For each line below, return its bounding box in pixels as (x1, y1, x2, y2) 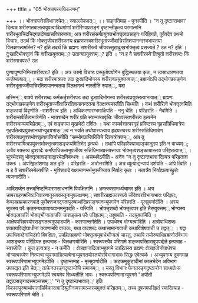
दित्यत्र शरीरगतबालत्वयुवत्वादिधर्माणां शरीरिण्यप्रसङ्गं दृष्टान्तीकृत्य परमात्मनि (6, 24, 141, 31)
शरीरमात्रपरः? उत (6, 57, 38, 64)
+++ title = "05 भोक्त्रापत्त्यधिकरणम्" (6, 6, 81, 12)
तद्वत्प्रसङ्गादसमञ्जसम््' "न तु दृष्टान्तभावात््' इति (6, 278, 103, 285)
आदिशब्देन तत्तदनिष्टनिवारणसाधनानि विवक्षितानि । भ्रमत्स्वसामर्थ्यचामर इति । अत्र (6, 185, 154, 192)
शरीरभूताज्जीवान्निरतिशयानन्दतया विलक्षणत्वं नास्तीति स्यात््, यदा (6, 82, 126, 89)
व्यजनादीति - (6, 174, 30, 180)
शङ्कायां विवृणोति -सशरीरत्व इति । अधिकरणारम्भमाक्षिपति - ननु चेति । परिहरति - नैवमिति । (6, 107, 178, 114)
